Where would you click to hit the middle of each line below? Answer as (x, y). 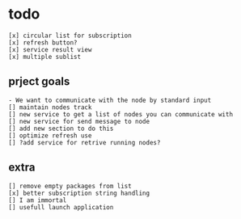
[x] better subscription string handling (79, 193)
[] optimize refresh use (50, 135)
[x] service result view (50, 49)
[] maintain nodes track (50, 107)
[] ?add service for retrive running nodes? (85, 142)
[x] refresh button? (43, 42)
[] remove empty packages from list (70, 186)
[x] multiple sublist (45, 57)
